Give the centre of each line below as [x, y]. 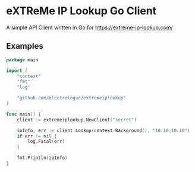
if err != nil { [37, 136]
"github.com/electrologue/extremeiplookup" [72, 98]
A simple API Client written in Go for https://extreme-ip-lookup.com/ [90, 27]
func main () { [24, 114]
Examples [25, 46]
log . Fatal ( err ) [46, 142]
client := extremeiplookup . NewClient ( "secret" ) [77, 120]
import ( [17, 71]
